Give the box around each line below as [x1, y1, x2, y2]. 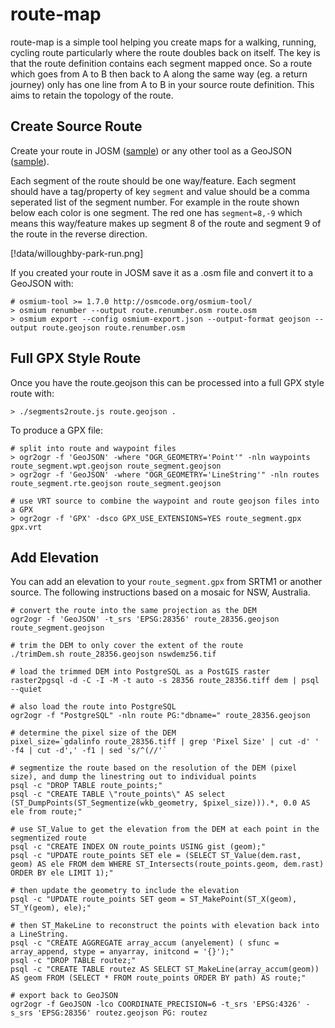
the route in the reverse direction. [10, 228, 148, 240]
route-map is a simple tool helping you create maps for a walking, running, [10, 36, 317, 48]
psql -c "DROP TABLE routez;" [10, 956, 137, 966]
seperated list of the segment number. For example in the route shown [10, 196, 300, 208]
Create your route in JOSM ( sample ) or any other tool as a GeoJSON [10, 144, 292, 157]
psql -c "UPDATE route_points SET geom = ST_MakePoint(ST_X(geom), [10, 894, 298, 905]
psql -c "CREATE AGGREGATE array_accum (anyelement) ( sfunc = [10, 938, 280, 948]
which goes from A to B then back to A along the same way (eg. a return [10, 68, 308, 80]
